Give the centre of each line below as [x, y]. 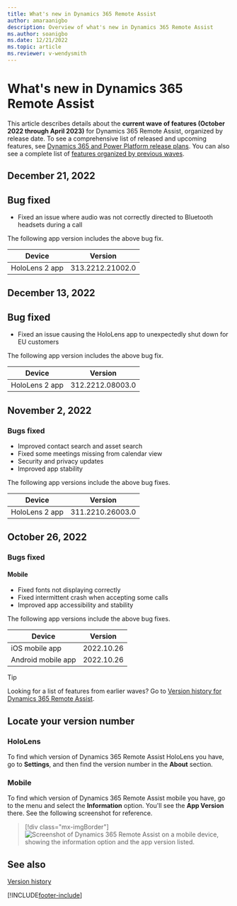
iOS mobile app [36, 648]
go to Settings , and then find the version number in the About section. [110, 765]
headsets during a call [50, 225]
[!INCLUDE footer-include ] [45, 895]
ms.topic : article [34, 47]
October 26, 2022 [47, 537]
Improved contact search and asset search [80, 446]
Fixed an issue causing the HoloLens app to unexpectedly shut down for [123, 334]
